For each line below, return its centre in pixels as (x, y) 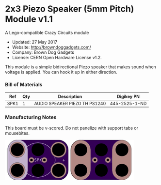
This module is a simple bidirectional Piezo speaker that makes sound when (80, 67)
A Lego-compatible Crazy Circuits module (47, 32)
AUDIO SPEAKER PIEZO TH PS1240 (70, 103)
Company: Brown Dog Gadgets (43, 52)
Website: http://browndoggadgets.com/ (51, 47)
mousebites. (17, 133)
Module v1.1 (29, 19)
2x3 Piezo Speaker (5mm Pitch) (70, 9)
